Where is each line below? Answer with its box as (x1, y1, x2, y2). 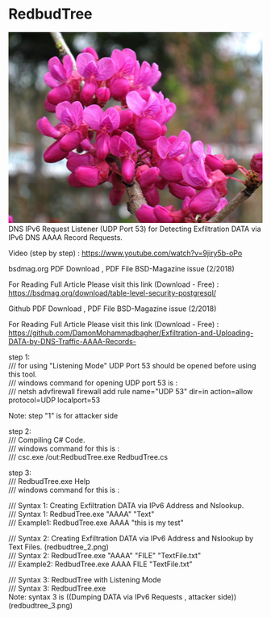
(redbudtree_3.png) (8, 600, 73, 610)
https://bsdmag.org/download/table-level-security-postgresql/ (8, 288, 216, 297)
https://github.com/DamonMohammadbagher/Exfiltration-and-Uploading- (8, 328, 254, 338)
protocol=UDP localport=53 (8, 395, 101, 405)
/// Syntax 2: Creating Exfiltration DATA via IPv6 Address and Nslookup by (8, 533, 254, 543)
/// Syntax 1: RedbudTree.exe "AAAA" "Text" (8, 509, 155, 519)
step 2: (8, 426, 32, 436)
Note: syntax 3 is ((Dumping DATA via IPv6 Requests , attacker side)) (8, 591, 237, 602)
